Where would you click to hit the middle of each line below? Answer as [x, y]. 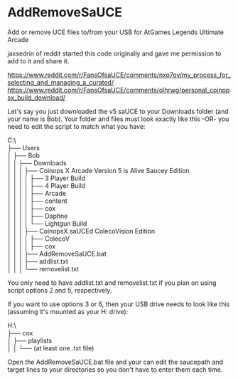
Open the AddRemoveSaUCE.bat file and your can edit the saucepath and [115, 362]
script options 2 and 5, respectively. [60, 290]
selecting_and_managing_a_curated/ [61, 82]
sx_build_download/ [37, 98]
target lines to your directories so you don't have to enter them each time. [115, 369]
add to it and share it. [38, 61]
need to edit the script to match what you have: [76, 126]
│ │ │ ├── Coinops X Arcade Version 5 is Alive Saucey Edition [98, 170]
